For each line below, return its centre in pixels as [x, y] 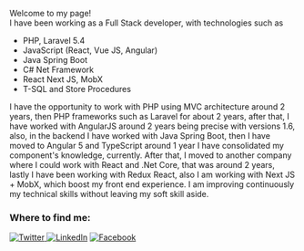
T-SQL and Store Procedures [77, 89]
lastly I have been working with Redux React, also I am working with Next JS [152, 174]
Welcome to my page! [51, 13]
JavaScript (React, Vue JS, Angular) [90, 50]
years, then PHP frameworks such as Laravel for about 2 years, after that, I [149, 116]
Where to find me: [50, 217]
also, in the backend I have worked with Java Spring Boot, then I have [140, 136]
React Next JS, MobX [62, 79]
